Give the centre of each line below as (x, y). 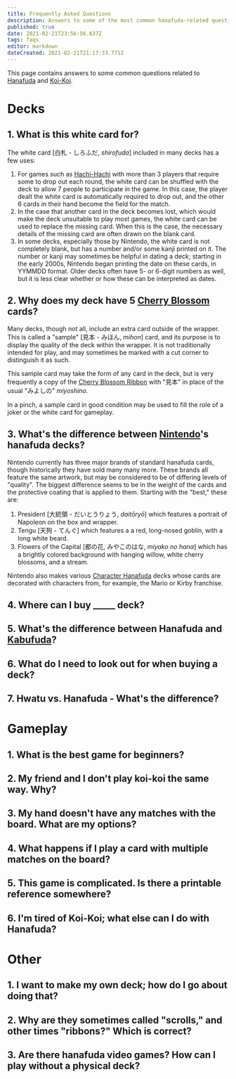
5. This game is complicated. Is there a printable (114, 883)
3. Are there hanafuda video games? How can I (112, 1055)
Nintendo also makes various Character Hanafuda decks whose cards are (114, 575)
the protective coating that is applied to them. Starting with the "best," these (117, 492)
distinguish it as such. (39, 360)
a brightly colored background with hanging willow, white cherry (110, 554)
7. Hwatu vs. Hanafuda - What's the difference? (113, 699)
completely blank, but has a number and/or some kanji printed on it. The (122, 248)
